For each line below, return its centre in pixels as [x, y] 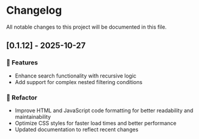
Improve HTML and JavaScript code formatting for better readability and [104, 110]
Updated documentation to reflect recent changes [76, 129]
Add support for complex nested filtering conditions [79, 82]
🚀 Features [22, 63]
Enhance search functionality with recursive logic [76, 76]
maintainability [33, 116]
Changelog [34, 10]
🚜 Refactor [22, 97]
